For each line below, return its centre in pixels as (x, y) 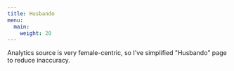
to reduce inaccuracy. (39, 61)
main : (22, 26)
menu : (15, 20)
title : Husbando (31, 14)
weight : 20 (36, 33)
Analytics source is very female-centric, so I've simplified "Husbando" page (117, 53)
